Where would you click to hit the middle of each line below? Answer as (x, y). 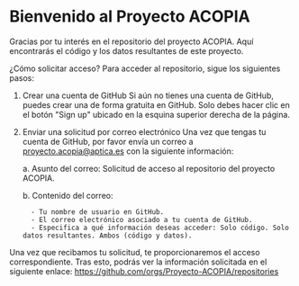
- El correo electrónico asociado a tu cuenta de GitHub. (142, 219)
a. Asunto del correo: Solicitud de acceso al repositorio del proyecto (149, 168)
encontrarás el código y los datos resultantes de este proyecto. (127, 50)
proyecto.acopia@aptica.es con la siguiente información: (128, 151)
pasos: (22, 77)
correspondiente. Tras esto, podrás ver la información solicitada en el (138, 262)
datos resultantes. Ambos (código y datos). (107, 236)
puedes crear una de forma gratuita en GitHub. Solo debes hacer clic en (156, 104)
